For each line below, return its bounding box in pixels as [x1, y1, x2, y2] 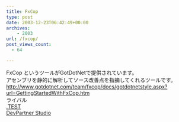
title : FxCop [6, 8, 39, 15]
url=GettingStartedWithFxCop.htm [6, 89, 90, 96]
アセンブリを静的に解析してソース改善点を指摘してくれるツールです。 [6, 76, 176, 83]
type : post [6, 14, 33, 20]
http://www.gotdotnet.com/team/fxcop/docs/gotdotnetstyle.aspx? [6, 83, 168, 90]
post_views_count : [6, 42, 52, 48]
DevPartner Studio [6, 109, 52, 116]
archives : [6, 25, 31, 31]
